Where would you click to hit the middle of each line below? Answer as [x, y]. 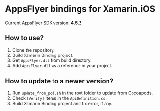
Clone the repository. [33, 50]
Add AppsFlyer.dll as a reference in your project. [62, 65]
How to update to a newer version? [59, 81]
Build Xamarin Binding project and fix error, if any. [62, 103]
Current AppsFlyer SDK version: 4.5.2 [43, 23]
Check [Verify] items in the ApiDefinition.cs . [59, 98]
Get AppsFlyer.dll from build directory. [52, 60]
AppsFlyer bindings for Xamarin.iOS [80, 9]
